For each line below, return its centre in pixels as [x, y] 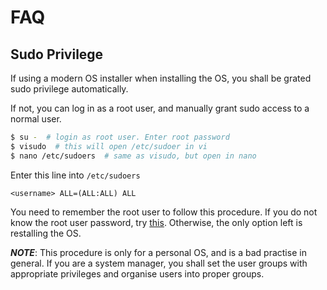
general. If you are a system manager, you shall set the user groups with [159, 263]
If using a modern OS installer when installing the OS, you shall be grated [161, 78]
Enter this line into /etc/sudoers [75, 175]
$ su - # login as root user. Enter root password [120, 137]
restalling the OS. [46, 233]
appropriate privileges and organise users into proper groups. [137, 273]
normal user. [36, 119]
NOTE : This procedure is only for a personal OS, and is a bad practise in [158, 252]
